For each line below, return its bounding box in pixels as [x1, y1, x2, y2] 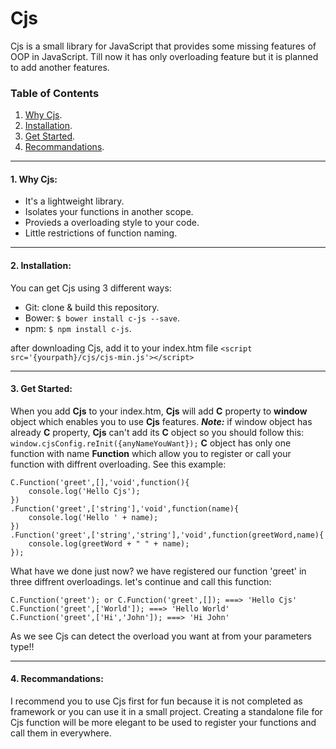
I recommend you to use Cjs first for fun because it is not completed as [10, 695, 303, 707]
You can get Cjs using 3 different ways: [10, 282, 172, 294]
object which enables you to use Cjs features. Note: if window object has [10, 415, 313, 427]
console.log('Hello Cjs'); [28, 486, 141, 496]
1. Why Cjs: [10, 173, 58, 185]
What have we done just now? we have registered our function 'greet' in [10, 565, 307, 577]
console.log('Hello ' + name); [28, 512, 159, 522]
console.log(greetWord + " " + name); [28, 538, 190, 549]
